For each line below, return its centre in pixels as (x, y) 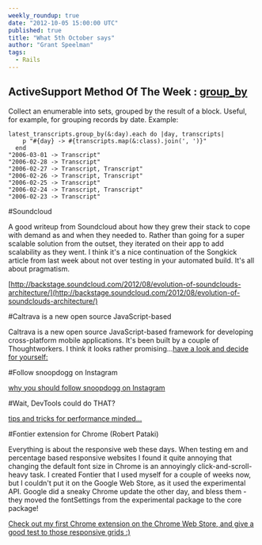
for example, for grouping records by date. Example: (93, 119)
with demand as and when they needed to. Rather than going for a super (127, 235)
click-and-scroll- (225, 466)
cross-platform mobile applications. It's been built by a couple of (114, 340)
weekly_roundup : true (44, 15)
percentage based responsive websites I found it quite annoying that (120, 458)
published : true (35, 30)
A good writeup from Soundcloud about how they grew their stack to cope (129, 226)
